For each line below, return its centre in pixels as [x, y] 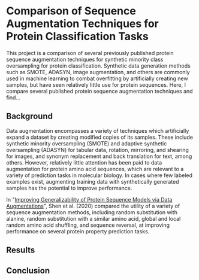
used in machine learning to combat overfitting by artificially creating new [97, 78]
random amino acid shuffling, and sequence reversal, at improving [88, 225]
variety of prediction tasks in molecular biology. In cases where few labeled [99, 175]
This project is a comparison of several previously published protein [90, 53]
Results [21, 250]
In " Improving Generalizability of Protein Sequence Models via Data [89, 199]
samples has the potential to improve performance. [69, 188]
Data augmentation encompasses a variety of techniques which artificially [98, 130]
